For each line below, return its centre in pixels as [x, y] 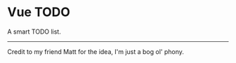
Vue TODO [39, 12]
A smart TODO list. [34, 31]
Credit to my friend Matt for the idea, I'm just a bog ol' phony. [96, 51]
